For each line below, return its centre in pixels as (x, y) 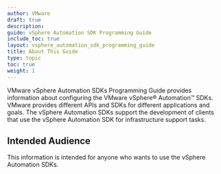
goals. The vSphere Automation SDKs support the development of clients (110, 112)
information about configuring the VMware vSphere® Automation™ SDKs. (110, 97)
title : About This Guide (43, 52)
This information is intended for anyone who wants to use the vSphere (106, 158)
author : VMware (29, 13)
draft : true (24, 20)
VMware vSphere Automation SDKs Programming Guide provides (100, 90)
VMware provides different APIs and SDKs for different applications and (108, 105)
